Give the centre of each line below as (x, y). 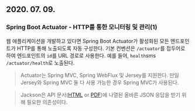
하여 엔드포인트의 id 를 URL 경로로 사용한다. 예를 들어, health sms (81, 55)
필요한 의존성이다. (47, 102)
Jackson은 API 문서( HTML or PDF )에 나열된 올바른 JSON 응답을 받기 (100, 95)
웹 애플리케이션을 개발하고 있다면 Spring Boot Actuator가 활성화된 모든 (88, 41)
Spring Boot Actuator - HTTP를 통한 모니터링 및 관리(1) (82, 27)
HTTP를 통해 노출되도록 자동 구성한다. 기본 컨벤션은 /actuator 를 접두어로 (101, 48)
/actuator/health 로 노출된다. (40, 63)
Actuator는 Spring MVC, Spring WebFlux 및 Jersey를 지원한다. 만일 (100, 75)
